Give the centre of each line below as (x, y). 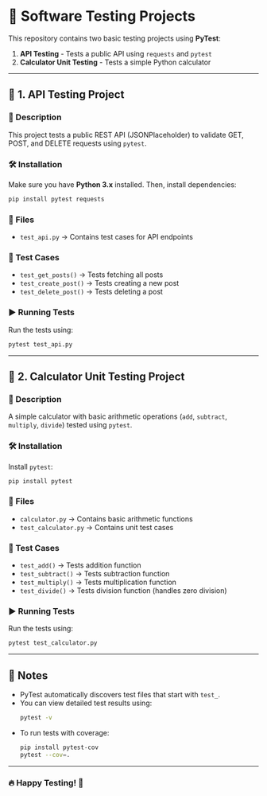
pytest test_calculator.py (53, 643)
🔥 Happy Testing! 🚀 (46, 782)
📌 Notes (28, 675)
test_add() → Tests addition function (80, 565)
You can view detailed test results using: (86, 703)
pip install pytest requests (56, 199)
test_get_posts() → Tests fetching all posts (91, 275)
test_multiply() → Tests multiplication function (98, 582)
